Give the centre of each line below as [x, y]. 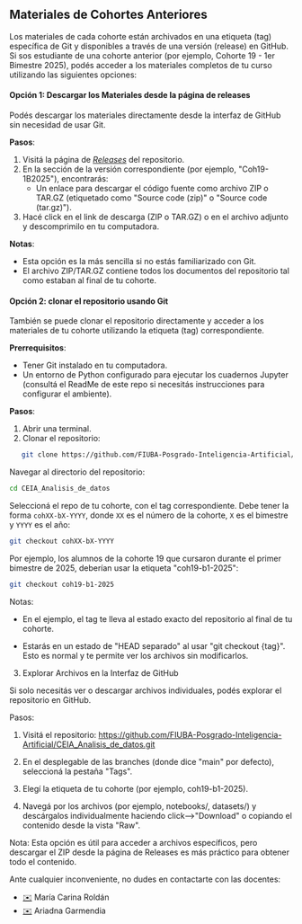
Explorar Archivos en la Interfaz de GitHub [100, 672]
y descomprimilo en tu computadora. [91, 227]
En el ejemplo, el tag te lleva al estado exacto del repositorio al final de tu [157, 618]
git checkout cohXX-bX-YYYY [62, 541]
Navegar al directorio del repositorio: [77, 472]
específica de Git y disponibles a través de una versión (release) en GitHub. [149, 46]
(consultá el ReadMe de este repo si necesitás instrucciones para [143, 385]
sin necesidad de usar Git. [58, 125]
